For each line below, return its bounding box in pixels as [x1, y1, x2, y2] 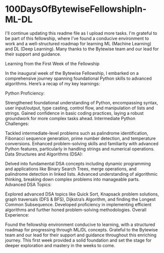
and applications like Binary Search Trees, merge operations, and [5, 166, 137, 172]
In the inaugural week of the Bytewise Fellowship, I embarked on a [5, 70, 139, 76]
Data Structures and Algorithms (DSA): [5, 151, 83, 157]
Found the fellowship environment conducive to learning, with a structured [5, 221, 155, 227]
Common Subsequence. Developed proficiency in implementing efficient [5, 201, 152, 207]
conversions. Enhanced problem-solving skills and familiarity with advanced [5, 140, 159, 146]
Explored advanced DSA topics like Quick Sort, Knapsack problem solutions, [5, 191, 159, 197]
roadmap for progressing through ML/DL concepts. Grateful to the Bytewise [5, 226, 158, 232]
